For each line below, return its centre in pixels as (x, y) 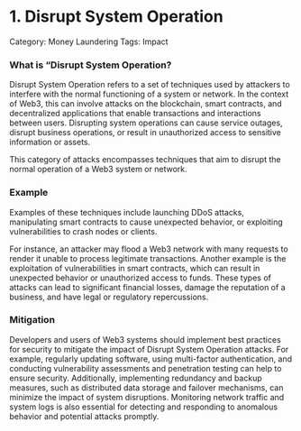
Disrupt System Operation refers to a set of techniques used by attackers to (150, 85)
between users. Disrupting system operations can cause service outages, (146, 123)
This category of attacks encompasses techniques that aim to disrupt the (145, 160)
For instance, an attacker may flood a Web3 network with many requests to (149, 249)
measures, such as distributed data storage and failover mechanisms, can (146, 387)
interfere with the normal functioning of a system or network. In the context (149, 94)
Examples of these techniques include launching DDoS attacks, (127, 212)
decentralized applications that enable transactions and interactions (135, 114)
